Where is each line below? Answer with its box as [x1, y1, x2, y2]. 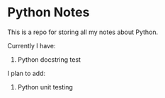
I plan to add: [7, 69, 46, 77]
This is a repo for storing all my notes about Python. [7, 28, 159, 36]
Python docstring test [17, 55, 81, 64]
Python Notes [7, 4, 90, 21]
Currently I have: [7, 41, 56, 50]
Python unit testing [17, 82, 73, 91]
